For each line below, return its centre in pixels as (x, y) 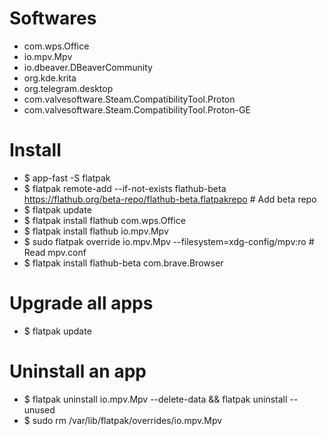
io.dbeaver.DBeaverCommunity (88, 67)
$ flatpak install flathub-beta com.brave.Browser (123, 263)
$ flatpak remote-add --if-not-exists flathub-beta (125, 188)
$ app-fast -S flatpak (67, 178)
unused (39, 409)
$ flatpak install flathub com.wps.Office (104, 220)
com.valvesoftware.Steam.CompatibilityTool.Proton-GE (137, 109)
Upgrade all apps (81, 303)
